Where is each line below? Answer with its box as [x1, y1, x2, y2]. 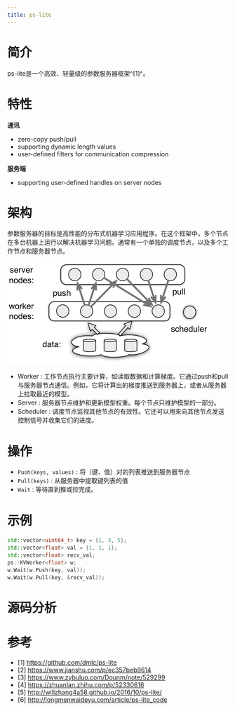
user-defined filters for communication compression [17, 149, 169, 158]
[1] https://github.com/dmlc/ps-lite [17, 658, 117, 666]
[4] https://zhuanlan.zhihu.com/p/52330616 [17, 680, 145, 689]
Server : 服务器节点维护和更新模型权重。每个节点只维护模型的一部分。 [17, 398, 221, 407]
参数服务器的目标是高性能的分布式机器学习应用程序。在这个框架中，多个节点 [7, 229, 229, 238]
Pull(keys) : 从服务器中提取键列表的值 [17, 477, 128, 485]
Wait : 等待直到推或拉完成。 [17, 485, 98, 494]
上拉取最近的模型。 [17, 390, 74, 398]
